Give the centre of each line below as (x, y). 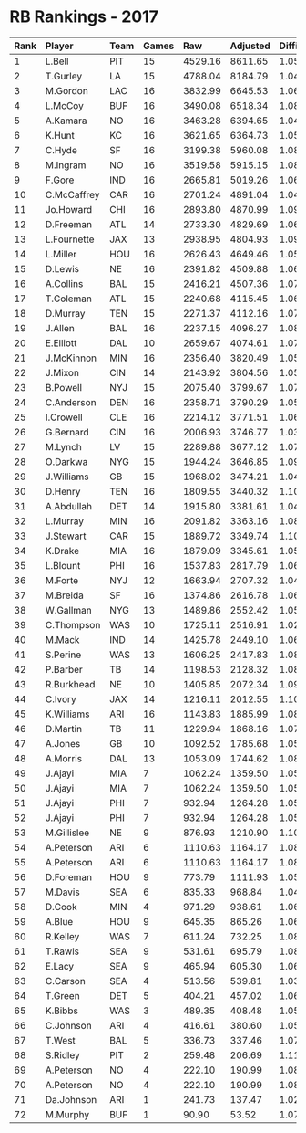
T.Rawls (62, 951)
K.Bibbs (62, 1011)
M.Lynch (63, 446)
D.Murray (65, 313)
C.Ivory (61, 698)
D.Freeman (69, 224)
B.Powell (64, 387)
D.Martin (64, 729)
